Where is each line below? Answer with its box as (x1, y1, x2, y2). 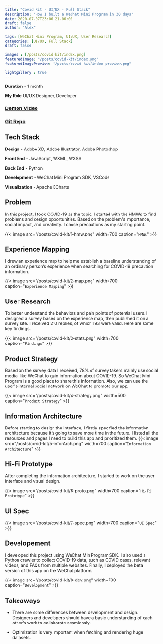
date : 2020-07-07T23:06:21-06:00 (5, 16, 73, 21)
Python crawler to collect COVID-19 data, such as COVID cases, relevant (5, 558, 150, 563)
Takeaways (5, 597, 40, 605)
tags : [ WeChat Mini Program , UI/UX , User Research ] (5, 34, 112, 39)
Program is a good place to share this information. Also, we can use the (5, 378, 148, 384)
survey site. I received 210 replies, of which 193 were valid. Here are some (5, 321, 154, 326)
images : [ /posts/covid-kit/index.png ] (5, 52, 86, 57)
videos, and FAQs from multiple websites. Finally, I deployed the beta (5, 562, 144, 568)
